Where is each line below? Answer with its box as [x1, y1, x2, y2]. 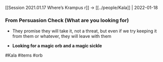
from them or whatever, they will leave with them [12, 33, 112, 39]
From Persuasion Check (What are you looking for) [5, 17, 129, 24]
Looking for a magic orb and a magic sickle [12, 43, 102, 49]
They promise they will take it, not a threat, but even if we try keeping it [12, 28, 157, 34]
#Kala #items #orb [5, 52, 43, 59]
